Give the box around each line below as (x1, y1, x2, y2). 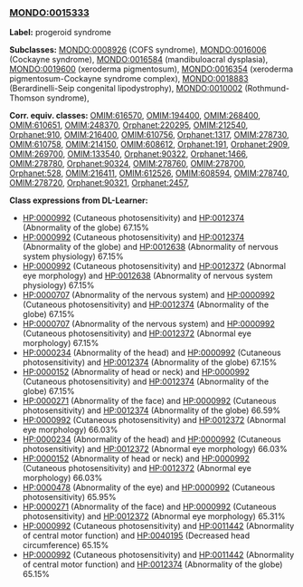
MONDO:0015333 (9, 6, 90, 19)
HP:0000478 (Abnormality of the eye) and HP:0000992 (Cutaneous (22, 482, 276, 493)
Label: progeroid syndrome (9, 27, 111, 38)
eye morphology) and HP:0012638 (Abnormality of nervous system (22, 270, 273, 282)
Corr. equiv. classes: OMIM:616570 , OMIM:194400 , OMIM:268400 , (9, 111, 260, 121)
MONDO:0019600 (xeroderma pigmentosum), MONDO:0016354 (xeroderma (9, 63, 294, 74)
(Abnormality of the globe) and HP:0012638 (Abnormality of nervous (22, 242, 279, 253)
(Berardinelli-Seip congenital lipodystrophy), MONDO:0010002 (9, 83, 242, 94)
